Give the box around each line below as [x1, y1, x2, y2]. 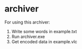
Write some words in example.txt [11, 28, 77, 34]
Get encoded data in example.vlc [11, 38, 78, 44]
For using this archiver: [4, 19, 50, 25]
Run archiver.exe [11, 34, 45, 39]
